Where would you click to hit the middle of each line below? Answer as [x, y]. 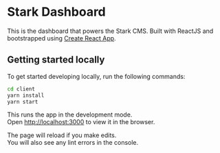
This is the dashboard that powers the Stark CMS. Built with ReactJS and [110, 31]
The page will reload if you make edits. [62, 135]
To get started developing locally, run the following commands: [96, 76]
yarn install [26, 95]
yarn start [23, 102]
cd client [21, 89]
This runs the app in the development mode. [70, 115]
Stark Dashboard [57, 12]
